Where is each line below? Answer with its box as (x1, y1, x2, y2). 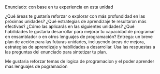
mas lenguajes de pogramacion (5, 63, 68, 69)
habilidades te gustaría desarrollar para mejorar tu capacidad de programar (5, 29, 155, 34)
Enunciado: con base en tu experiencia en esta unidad (5, 4, 114, 10)
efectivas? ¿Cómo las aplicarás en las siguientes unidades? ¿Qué (5, 24, 135, 29)
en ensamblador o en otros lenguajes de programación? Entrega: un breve (5, 34, 153, 39)
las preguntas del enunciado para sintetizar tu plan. (5, 49, 107, 55)
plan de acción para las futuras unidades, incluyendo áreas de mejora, (5, 39, 145, 45)
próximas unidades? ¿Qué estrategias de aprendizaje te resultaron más (5, 19, 146, 24)
